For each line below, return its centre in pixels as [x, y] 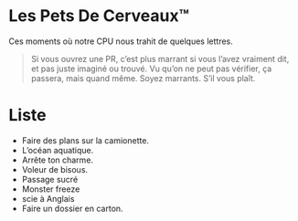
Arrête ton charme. [57, 160]
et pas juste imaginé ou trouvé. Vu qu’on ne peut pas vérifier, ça [151, 68]
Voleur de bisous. [55, 169]
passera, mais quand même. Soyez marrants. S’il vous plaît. [143, 78]
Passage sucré [50, 179]
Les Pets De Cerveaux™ [99, 16]
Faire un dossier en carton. [73, 208]
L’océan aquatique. [58, 150]
